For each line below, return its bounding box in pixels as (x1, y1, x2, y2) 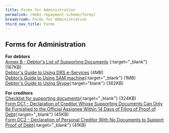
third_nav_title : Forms (5, 21, 55, 27)
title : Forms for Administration (5, 7, 76, 13)
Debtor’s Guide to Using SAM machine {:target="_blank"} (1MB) (5, 75, 136, 81)
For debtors (5, 53, 30, 59)
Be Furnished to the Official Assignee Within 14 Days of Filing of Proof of (5, 106, 156, 112)
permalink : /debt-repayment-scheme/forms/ (5, 12, 96, 17)
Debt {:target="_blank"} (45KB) (5, 111, 69, 117)
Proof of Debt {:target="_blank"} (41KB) (5, 122, 86, 128)
